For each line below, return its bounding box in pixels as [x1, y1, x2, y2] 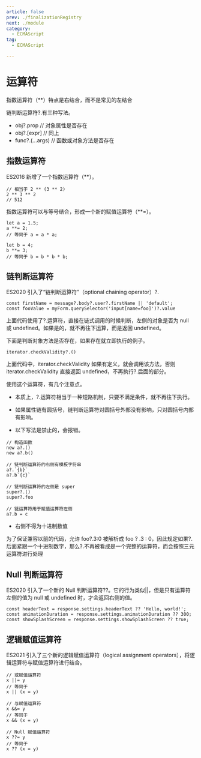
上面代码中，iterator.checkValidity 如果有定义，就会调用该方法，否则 [6, 361, 176, 368]
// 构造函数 [6, 439, 33, 446]
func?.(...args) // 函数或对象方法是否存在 [14, 136, 115, 144]
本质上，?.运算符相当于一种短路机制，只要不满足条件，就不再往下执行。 [14, 394, 193, 401]
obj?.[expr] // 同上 [14, 129, 59, 136]
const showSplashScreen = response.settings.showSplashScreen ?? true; [6, 616, 189, 623]
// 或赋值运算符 [6, 672, 41, 678]
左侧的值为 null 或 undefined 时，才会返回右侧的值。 [6, 594, 136, 601]
